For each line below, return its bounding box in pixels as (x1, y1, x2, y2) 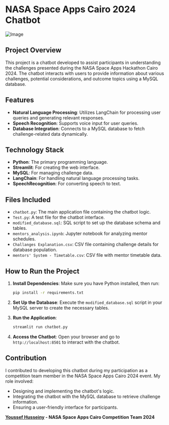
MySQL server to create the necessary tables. (12, 305, 109, 311)
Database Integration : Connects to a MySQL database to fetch (12, 126, 145, 132)
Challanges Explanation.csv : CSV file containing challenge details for (12, 241, 159, 248)
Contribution (5, 354, 47, 362)
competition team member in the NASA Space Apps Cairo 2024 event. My (5, 373, 161, 379)
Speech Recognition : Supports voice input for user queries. (12, 120, 138, 126)
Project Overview (5, 46, 62, 54)
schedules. (12, 236, 36, 242)
